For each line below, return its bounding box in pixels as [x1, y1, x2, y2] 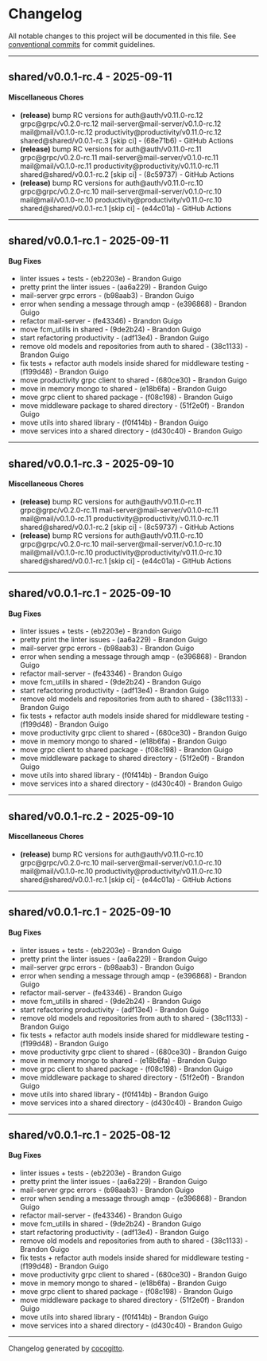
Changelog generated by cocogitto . [8, 1343, 125, 1353]
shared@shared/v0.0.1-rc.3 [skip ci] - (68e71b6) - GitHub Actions [19, 135, 234, 145]
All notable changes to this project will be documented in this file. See [8, 31, 237, 41]
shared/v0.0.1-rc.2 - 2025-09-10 [8, 810, 175, 823]
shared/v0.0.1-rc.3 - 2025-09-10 [8, 457, 175, 470]
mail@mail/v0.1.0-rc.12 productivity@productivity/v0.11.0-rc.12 [19, 127, 222, 136]
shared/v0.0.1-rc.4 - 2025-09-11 [8, 70, 172, 84]
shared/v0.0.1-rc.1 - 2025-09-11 [8, 233, 169, 247]
